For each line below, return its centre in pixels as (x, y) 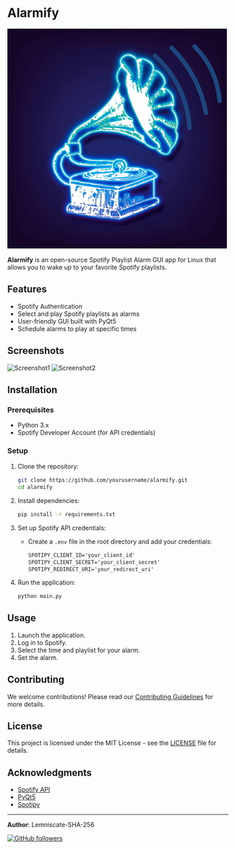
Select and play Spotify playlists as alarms (78, 314)
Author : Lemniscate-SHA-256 (51, 825)
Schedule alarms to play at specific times (77, 328)
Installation (32, 389)
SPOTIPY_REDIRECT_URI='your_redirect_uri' (91, 570)
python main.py (40, 596)
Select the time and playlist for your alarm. (79, 650)
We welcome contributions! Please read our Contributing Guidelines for (110, 696)
